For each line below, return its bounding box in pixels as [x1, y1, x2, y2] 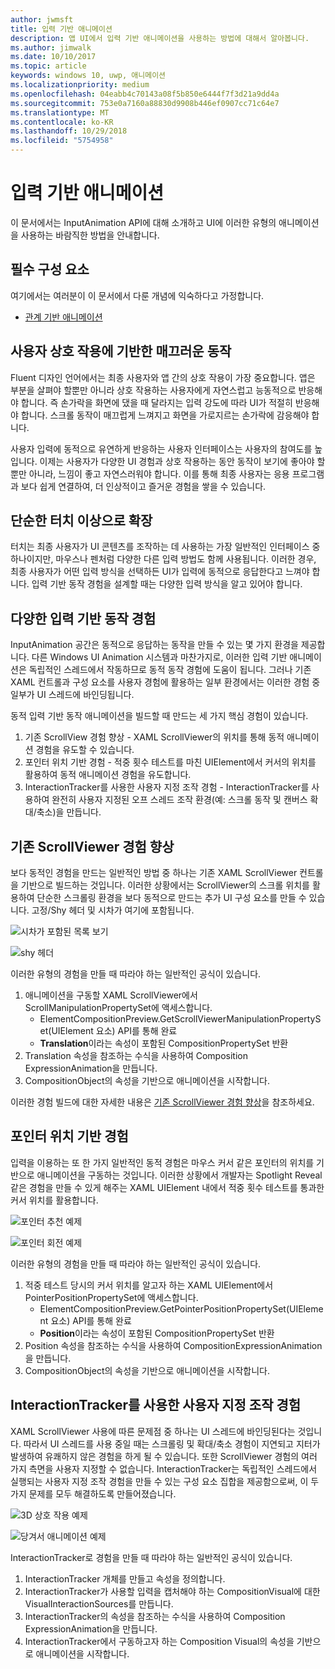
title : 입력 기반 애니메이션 [10, 24, 113, 34]
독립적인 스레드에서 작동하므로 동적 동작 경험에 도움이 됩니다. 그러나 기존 [28, 664, 312, 676]
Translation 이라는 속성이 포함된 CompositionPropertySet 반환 [39, 1037, 289, 1049]
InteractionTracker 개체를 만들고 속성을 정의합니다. [24, 1572, 226, 1585]
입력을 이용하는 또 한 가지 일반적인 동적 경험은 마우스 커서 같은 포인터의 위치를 [10, 1156, 315, 1168]
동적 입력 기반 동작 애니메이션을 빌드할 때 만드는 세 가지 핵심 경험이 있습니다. [10, 710, 309, 722]
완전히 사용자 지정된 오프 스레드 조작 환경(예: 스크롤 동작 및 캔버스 [51, 794, 308, 806]
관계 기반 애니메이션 [24, 311, 103, 323]
